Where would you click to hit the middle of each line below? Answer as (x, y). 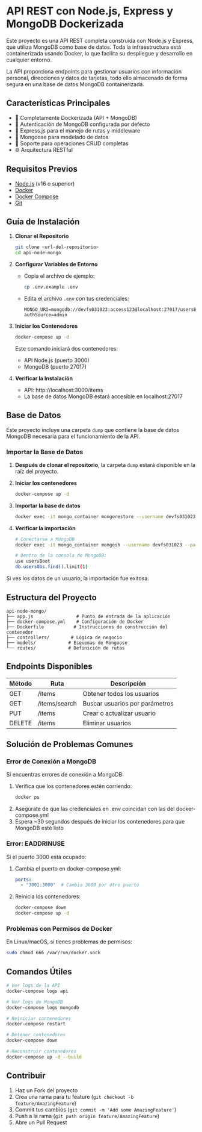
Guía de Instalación (43, 221)
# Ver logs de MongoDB (35, 1002)
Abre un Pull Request (41, 1122)
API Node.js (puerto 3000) (57, 360)
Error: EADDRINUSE (35, 843)
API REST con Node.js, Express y (90, 11)
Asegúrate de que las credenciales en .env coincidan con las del (95, 809)
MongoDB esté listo (39, 828)
